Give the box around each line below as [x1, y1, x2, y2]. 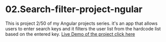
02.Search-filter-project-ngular [5, 4, 143, 15]
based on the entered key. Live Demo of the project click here [5, 31, 135, 37]
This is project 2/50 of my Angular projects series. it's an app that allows [5, 20, 158, 26]
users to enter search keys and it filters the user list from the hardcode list [5, 25, 161, 31]
